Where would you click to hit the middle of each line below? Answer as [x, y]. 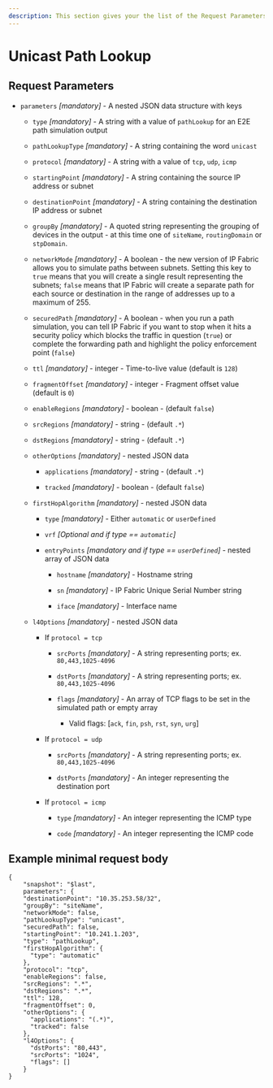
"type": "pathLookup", [61, 942]
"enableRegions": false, [65, 977]
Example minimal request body [89, 859]
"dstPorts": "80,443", [68, 1048]
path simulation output [70, 130]
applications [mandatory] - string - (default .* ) [124, 471]
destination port [83, 786]
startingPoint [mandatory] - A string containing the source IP [136, 177]
